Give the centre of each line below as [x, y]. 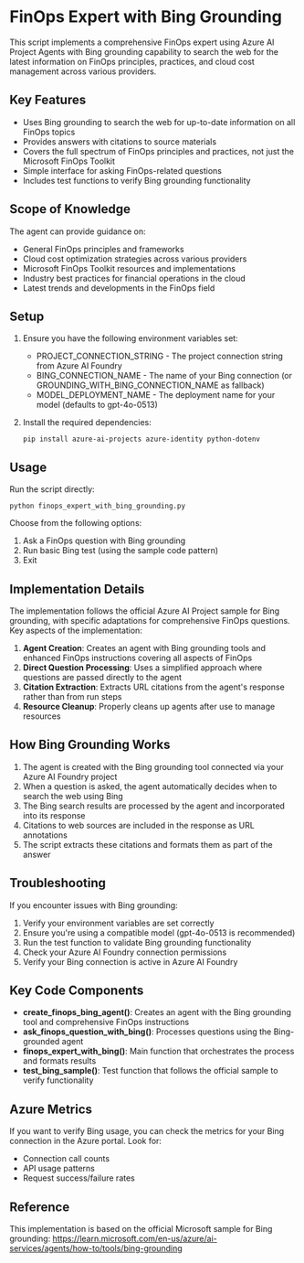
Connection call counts [66, 1159]
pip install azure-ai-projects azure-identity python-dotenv [142, 439]
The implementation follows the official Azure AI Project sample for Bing [145, 611]
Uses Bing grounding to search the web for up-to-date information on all [159, 122]
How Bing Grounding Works [90, 745]
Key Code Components [77, 991]
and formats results [59, 1061]
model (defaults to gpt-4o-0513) [97, 405]
